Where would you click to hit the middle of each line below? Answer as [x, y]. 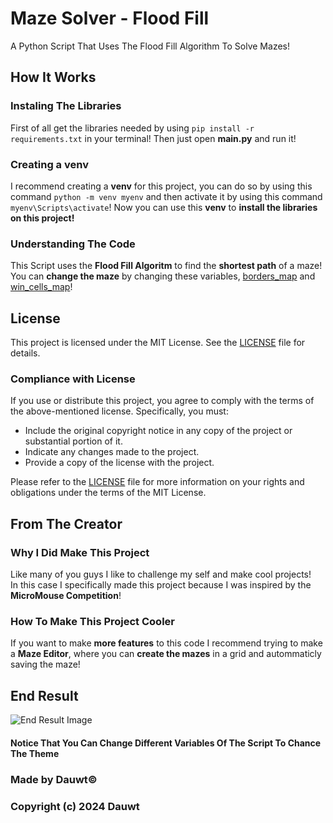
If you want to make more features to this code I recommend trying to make [166, 643]
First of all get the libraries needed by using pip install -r [132, 128]
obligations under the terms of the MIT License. [108, 493]
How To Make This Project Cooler [92, 621]
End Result [44, 695]
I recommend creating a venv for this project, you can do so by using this [161, 186]
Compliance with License [73, 379]
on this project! [42, 218]
